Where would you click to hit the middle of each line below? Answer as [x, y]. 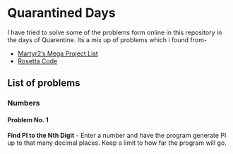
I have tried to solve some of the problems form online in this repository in [115, 32]
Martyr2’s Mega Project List [58, 53]
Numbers [24, 103]
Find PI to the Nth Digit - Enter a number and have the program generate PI [117, 136]
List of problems [44, 83]
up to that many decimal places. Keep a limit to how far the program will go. [117, 143]
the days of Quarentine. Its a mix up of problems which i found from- [107, 39]
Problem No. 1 [28, 120]
